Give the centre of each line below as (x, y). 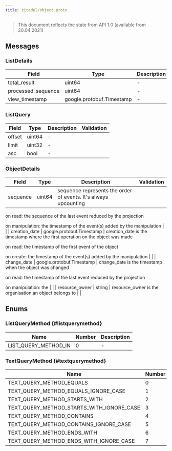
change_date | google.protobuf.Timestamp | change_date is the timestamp (84, 262)
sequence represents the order (95, 190)
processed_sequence (34, 91)
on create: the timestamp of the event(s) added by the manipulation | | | (81, 256)
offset (15, 136)
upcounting (71, 203)
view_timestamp (27, 99)
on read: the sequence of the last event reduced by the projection (75, 216)
